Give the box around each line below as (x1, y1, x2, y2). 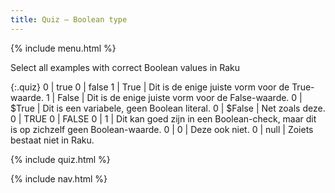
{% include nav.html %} (10, 172, 108, 185)
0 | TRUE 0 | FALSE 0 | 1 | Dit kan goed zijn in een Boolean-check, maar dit (10, 112, 317, 125)
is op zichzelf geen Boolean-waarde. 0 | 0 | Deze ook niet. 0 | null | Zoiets (10, 123, 314, 135)
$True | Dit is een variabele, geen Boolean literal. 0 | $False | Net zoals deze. (10, 102, 326, 114)
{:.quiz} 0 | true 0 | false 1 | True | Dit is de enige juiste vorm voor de (10, 81, 290, 93)
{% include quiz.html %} (10, 153, 111, 165)
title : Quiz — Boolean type (10, 14, 128, 25)
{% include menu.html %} (10, 42, 117, 54)
